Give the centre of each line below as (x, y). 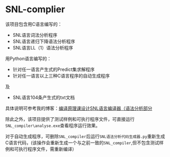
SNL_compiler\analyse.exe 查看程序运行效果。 (53, 125)
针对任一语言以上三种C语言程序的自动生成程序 (61, 75)
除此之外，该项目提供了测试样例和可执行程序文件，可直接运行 (70, 119)
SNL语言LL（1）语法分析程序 (43, 47)
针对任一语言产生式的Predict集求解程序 (54, 69)
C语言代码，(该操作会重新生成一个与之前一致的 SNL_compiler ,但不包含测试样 (84, 142)
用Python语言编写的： (29, 58)
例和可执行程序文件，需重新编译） (41, 149)
